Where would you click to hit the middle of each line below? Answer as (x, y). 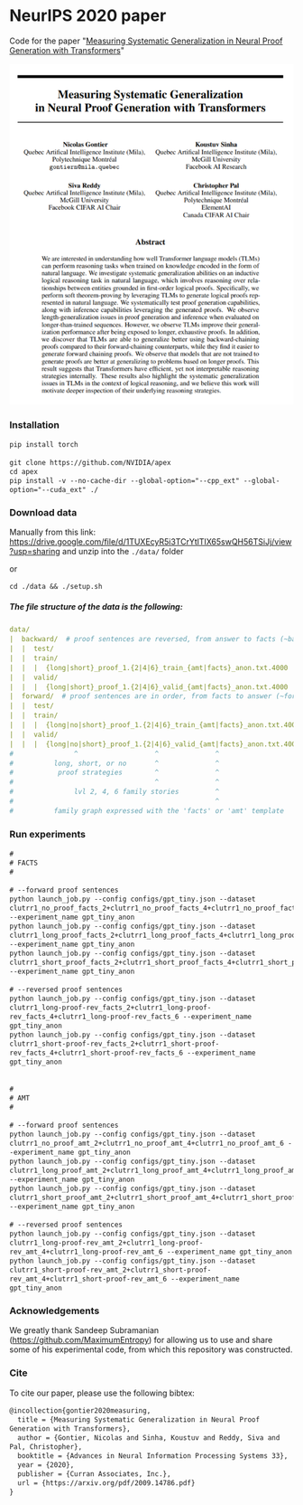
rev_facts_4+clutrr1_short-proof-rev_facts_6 (96, 1053)
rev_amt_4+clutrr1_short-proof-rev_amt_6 (88, 1279)
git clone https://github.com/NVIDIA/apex (90, 463)
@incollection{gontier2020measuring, (80, 1410)
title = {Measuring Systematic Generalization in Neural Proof (138, 1420)
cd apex (24, 472)
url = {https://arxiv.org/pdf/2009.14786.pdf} (106, 1483)
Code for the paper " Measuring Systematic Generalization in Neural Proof (146, 41)
